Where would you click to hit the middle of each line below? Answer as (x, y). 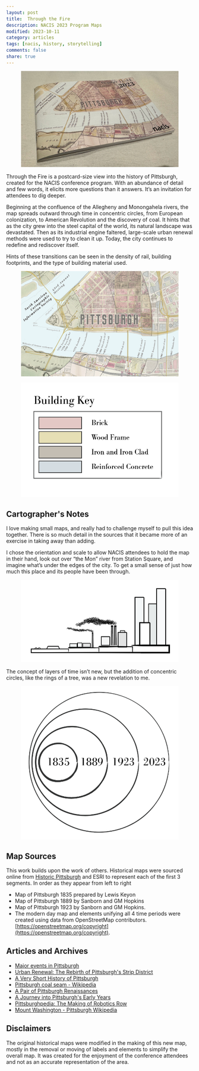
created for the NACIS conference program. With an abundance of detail (95, 183)
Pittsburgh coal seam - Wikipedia (55, 984)
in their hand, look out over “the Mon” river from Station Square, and (90, 559)
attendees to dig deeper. (36, 196)
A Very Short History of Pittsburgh (56, 978)
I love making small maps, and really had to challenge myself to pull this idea (100, 528)
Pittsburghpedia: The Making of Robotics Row (71, 1003)
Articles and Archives (47, 951)
